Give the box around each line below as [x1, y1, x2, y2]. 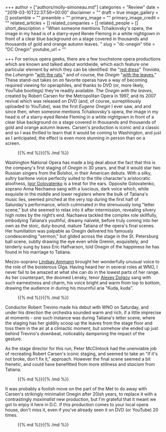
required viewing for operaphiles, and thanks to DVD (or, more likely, [5, 82, 145, 88]
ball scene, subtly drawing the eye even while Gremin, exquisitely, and [5, 239, 149, 245]
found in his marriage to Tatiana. [5, 249, 71, 255]
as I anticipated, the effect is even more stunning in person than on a [5, 135, 145, 141]
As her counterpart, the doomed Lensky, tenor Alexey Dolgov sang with [5, 275, 151, 280]
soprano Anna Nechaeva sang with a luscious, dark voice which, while [5, 186, 149, 191]
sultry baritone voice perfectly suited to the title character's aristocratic [5, 176, 151, 181]
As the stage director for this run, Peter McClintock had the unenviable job [5, 346, 157, 351]
